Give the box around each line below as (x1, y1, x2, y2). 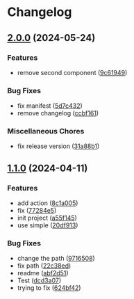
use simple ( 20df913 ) (17, 221, 78, 229)
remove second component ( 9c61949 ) (17, 68, 128, 76)
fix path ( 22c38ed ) (17, 261, 72, 270)
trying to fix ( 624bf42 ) (17, 284, 81, 292)
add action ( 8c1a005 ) (17, 199, 78, 207)
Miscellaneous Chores (7, 127, 85, 136)
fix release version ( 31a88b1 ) (17, 142, 100, 150)
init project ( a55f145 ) (17, 213, 78, 223)
